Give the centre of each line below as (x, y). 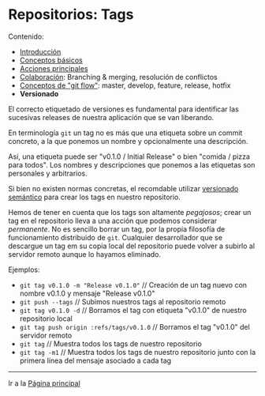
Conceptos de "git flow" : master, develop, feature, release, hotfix (125, 85)
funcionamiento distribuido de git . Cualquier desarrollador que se (116, 237)
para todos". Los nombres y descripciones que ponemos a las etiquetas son (132, 164)
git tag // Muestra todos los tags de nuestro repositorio (111, 343)
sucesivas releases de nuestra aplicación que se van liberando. (111, 117)
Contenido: (26, 36)
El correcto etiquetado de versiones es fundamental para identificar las (123, 109)
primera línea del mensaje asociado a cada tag (95, 360)
